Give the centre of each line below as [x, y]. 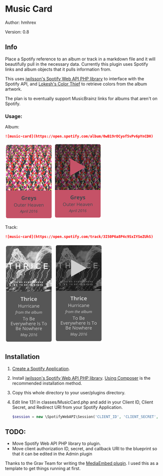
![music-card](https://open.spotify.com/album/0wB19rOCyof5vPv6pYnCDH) [79, 137]
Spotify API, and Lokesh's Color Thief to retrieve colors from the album [76, 84]
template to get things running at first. [43, 469]
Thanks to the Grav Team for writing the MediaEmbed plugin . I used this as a [82, 463]
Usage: [14, 116]
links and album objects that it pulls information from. [58, 69]
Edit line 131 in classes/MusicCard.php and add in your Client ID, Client [82, 402]
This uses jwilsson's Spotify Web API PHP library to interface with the [75, 78]
